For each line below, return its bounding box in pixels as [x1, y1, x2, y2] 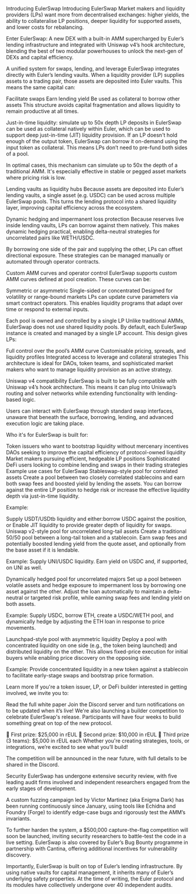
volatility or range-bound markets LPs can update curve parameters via [6, 293, 178, 300]
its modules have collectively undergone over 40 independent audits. [6, 882, 173, 888]
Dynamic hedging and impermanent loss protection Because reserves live [6, 215, 184, 222]
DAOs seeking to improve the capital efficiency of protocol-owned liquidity [6, 449, 186, 456]
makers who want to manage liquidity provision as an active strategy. [6, 366, 173, 373]
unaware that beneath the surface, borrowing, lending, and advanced [6, 414, 174, 420]
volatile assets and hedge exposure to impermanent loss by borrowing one [6, 582, 186, 589]
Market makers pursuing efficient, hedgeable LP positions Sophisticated [6, 455, 180, 462]
